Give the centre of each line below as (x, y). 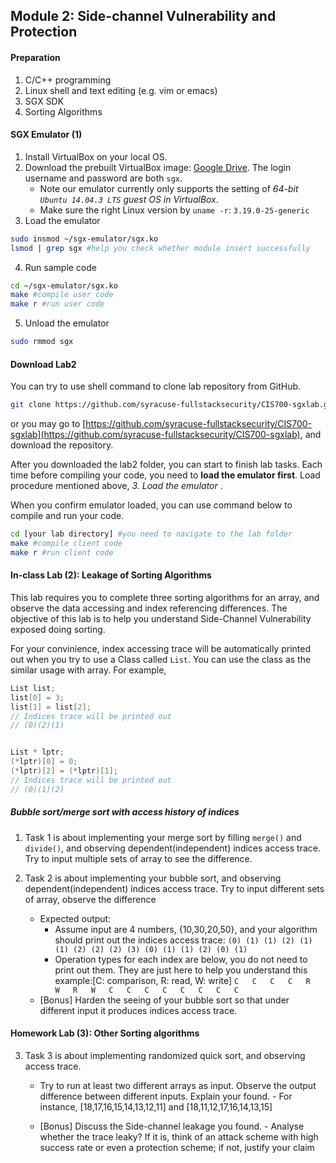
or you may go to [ (48, 424)
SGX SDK (44, 101)
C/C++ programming (68, 80)
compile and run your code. (67, 516)
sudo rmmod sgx (42, 342)
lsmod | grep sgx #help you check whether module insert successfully (160, 248)
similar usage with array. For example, (88, 670)
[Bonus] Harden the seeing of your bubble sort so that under (164, 1000)
